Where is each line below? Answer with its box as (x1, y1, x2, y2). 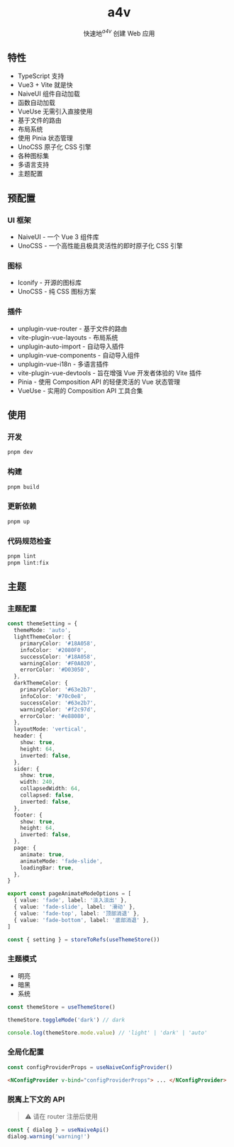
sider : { (13, 765, 40, 772)
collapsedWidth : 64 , (20, 785, 81, 792)
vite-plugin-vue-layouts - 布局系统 (17, 333, 118, 341)
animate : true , (20, 850, 65, 858)
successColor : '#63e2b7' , (20, 699, 97, 707)
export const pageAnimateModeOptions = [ (7, 890, 132, 897)
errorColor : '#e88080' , (20, 712, 91, 720)
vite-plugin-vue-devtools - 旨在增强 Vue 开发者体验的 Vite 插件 (17, 368, 202, 377)
